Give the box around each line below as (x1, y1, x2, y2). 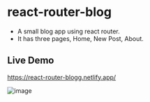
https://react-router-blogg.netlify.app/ (7, 73, 117, 81)
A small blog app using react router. (17, 27, 120, 35)
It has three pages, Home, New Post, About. (17, 34, 144, 42)
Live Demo (7, 55, 54, 67)
